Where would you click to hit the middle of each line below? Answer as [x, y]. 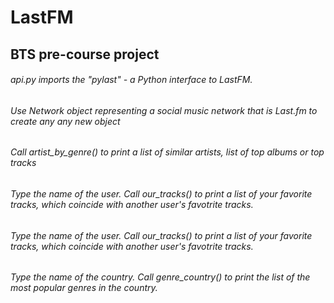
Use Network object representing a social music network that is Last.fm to [164, 110]
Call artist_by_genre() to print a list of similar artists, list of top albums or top [167, 152]
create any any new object [65, 121]
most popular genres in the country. [84, 288]
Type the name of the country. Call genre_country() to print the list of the [160, 277]
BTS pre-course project [85, 54]
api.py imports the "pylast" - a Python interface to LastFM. [131, 80]
